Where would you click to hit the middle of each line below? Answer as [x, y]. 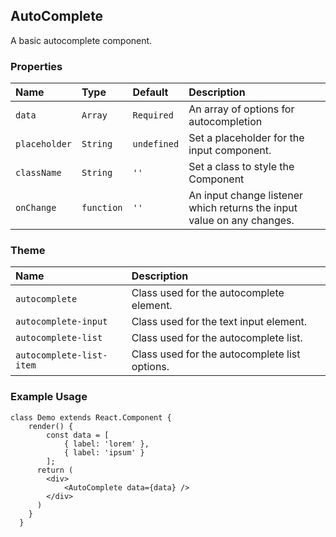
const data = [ [78, 435]
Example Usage [49, 397]
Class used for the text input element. [219, 322]
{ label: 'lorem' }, [106, 444]
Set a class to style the [241, 167]
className [38, 173]
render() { [51, 426]
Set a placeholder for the [246, 138]
